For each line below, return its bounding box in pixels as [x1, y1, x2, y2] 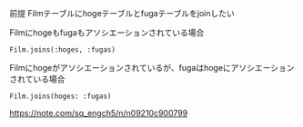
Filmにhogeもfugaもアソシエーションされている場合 [9, 27, 205, 38]
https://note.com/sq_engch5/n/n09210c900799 [9, 108, 188, 118]
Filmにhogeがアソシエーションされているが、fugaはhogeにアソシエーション [9, 63, 295, 73]
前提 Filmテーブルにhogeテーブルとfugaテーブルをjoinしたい [9, 8, 235, 18]
